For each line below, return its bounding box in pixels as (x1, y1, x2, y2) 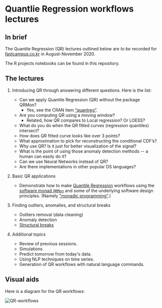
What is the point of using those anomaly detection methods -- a (19, 148, 148, 154)
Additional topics (12, 231, 46, 237)
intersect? (19, 128, 40, 133)
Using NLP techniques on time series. (19, 256, 94, 262)
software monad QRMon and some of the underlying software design (19, 188, 154, 194)
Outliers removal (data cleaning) (19, 211, 84, 217)
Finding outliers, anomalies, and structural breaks (12, 202, 111, 208)
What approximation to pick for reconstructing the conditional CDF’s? (19, 138, 157, 144)
